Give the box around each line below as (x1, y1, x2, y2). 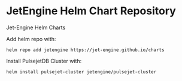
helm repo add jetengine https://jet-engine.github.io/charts (6, 46, 165, 53)
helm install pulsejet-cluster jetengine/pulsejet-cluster (6, 68, 157, 75)
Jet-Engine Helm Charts (6, 24, 66, 31)
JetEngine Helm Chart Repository (6, 4, 177, 18)
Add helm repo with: (6, 35, 56, 42)
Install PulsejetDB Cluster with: (6, 57, 82, 64)
